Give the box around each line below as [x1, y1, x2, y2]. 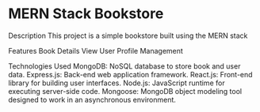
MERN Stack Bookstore [8, 5, 164, 23]
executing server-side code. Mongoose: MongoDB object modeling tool [8, 86, 243, 95]
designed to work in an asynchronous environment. [8, 95, 177, 104]
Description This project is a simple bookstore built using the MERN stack [8, 31, 248, 40]
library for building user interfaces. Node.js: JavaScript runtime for [8, 78, 225, 88]
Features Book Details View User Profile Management [8, 46, 184, 55]
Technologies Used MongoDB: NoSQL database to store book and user [8, 61, 241, 71]
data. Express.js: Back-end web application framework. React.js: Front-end [8, 69, 253, 79]
